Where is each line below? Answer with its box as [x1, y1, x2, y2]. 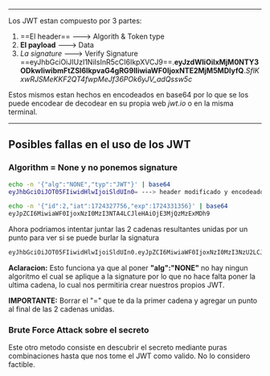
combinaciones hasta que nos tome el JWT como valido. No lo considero [8, 351, 251, 361]
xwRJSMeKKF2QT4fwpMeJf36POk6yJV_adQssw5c [19, 74, 193, 84]
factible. [8, 360, 35, 370]
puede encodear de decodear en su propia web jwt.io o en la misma [8, 98, 235, 108]
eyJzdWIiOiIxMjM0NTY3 [174, 57, 260, 67]
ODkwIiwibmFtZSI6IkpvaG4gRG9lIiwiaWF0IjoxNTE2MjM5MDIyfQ [19, 66, 244, 75]
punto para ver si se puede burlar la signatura [8, 233, 159, 242]
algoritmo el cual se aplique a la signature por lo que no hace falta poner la [8, 271, 256, 282]
